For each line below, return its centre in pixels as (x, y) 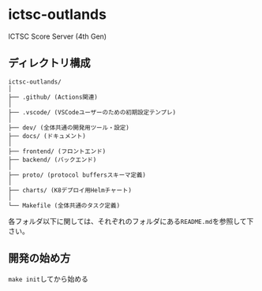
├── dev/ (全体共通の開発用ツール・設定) (69, 128)
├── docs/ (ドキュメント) (47, 136)
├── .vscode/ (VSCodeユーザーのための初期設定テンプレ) (92, 112)
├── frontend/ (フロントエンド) (57, 151)
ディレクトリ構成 (49, 63)
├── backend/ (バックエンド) (52, 159)
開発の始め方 (39, 258)
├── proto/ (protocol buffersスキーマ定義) (77, 175)
